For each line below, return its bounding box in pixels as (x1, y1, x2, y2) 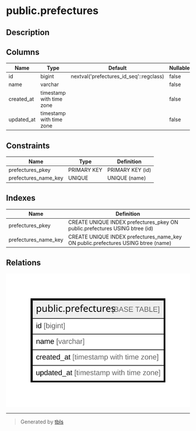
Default (108, 64, 127, 71)
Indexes (6, 193, 36, 203)
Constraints (6, 140, 50, 150)
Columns (6, 47, 40, 57)
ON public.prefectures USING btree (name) (68, 239, 172, 246)
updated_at (8, 116, 36, 123)
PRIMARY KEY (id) (107, 166, 152, 173)
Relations (6, 258, 41, 268)
